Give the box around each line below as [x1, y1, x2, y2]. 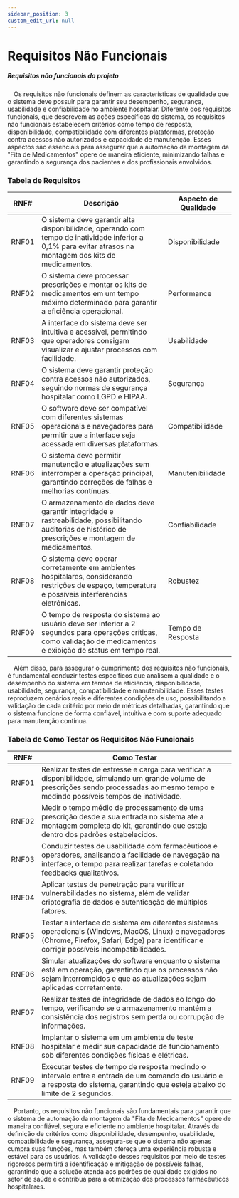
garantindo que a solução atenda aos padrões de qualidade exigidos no [7, 1167, 218, 1176]
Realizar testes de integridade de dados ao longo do [41, 994, 216, 1004]
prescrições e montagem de [41, 533, 136, 543]
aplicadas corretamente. [41, 983, 123, 993]
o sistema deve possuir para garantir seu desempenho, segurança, [7, 97, 204, 105]
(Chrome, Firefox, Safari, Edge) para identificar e [41, 935, 204, 945]
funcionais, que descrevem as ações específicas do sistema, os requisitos [7, 112, 225, 121]
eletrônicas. [41, 598, 81, 608]
